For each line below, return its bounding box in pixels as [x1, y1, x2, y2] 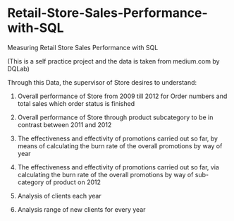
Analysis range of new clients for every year [17, 205, 146, 213]
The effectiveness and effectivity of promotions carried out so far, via [17, 162, 220, 171]
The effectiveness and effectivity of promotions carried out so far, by [17, 134, 218, 143]
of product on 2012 [45, 178, 101, 186]
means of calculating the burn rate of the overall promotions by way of [17, 141, 223, 150]
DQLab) [7, 64, 30, 73]
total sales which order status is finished [17, 99, 135, 107]
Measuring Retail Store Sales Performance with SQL [7, 43, 159, 52]
